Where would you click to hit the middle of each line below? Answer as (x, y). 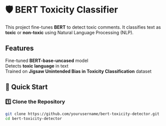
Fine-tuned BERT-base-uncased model (47, 60)
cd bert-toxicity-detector (34, 119)
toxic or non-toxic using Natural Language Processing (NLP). (70, 32)
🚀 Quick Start (27, 87)
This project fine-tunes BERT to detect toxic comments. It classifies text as (83, 27)
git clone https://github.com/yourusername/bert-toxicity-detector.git (82, 114)
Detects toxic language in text (37, 66)
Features (19, 48)
